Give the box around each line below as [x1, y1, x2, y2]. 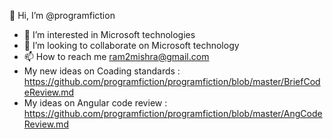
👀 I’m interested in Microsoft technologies [23, 29, 196, 40]
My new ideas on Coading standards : [23, 65, 181, 77]
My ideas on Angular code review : [23, 97, 168, 109]
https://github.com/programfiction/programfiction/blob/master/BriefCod [23, 76, 321, 87]
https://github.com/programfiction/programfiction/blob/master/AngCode [23, 108, 323, 119]
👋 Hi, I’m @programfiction [9, 10, 116, 21]
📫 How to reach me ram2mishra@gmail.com [23, 51, 210, 62]
